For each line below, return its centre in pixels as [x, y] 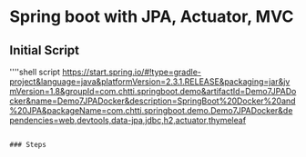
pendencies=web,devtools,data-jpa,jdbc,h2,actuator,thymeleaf [128, 120]
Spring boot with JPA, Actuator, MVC [152, 17]
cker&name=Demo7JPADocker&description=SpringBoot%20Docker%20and [153, 101]
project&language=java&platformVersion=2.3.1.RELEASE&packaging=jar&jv [150, 82]
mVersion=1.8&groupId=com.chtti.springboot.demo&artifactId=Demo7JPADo [153, 91]
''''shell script [35, 72]
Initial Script [45, 50]
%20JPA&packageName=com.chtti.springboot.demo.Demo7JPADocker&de [151, 110]
